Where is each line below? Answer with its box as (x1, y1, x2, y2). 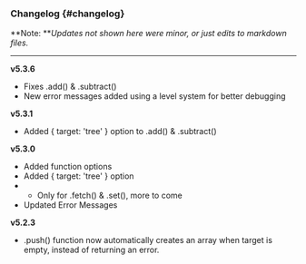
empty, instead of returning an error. (23, 244, 160, 256)
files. (10, 37, 29, 48)
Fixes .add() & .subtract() (23, 81, 117, 93)
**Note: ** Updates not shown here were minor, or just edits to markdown (10, 28, 287, 39)
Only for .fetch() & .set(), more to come (36, 190, 183, 201)
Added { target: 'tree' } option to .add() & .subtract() (23, 126, 217, 137)
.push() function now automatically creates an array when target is (23, 235, 273, 246)
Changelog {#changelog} (10, 7, 125, 20)
